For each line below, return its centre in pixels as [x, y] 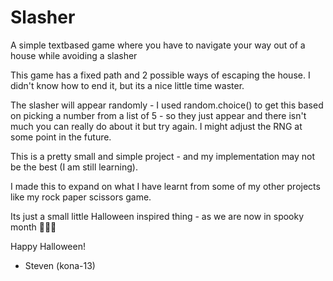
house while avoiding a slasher [74, 55]
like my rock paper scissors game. [81, 197]
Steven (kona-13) [60, 265]
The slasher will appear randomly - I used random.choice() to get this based [167, 105]
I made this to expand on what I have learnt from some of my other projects [165, 186]
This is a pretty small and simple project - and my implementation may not [163, 156]
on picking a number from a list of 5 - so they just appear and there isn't [158, 115]
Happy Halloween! [48, 246]
